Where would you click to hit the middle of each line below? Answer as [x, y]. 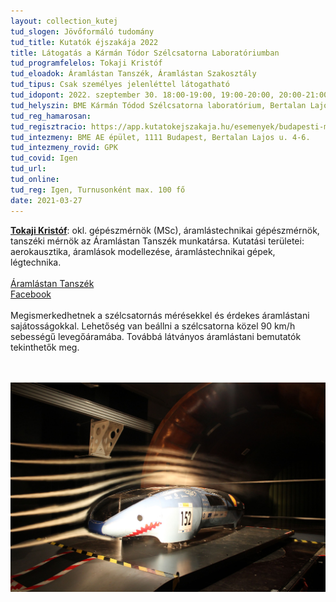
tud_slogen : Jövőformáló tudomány [82, 31]
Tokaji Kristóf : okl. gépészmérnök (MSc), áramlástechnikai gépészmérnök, [165, 230]
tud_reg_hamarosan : [51, 116]
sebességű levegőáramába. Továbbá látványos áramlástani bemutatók [156, 336]
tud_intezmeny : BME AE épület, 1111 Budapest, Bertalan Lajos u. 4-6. [160, 137]
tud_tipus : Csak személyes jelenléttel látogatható [120, 85]
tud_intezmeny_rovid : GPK [64, 148]
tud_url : [28, 169]
